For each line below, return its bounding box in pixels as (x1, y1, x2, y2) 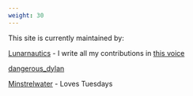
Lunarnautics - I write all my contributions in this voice (8, 48, 185, 57)
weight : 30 (8, 11, 44, 20)
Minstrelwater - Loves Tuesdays (8, 79, 113, 88)
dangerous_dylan (8, 64, 65, 73)
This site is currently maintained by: (8, 33, 124, 42)
